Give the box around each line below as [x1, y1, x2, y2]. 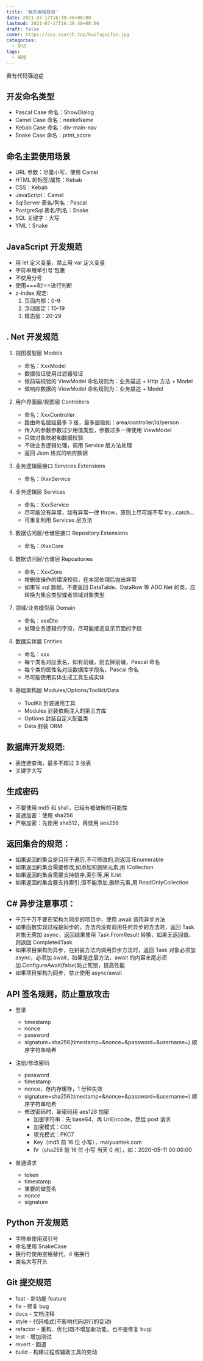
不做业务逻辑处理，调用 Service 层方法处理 [24, 441, 132, 449]
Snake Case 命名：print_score [15, 132, 91, 139]
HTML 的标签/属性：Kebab [15, 176, 82, 184]
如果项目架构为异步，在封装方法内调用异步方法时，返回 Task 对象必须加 [15, 947, 196, 954]
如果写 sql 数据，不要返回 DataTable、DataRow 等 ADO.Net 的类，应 [24, 583, 196, 591]
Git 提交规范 [6, 1277, 52, 1288]
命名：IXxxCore [24, 542, 64, 549]
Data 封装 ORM [24, 722, 63, 729]
